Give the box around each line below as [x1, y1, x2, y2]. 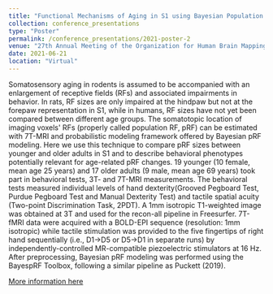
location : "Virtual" [8, 58, 79, 66]
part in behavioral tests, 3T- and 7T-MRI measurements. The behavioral [8, 174, 248, 184]
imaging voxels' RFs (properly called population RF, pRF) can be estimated [8, 123, 258, 132]
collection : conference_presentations [8, 19, 140, 28]
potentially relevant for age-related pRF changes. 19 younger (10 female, [8, 157, 250, 166]
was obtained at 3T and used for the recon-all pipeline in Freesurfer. [8, 209, 237, 218]
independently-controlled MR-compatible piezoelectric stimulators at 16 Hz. [8, 243, 262, 253]
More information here [8, 276, 84, 286]
